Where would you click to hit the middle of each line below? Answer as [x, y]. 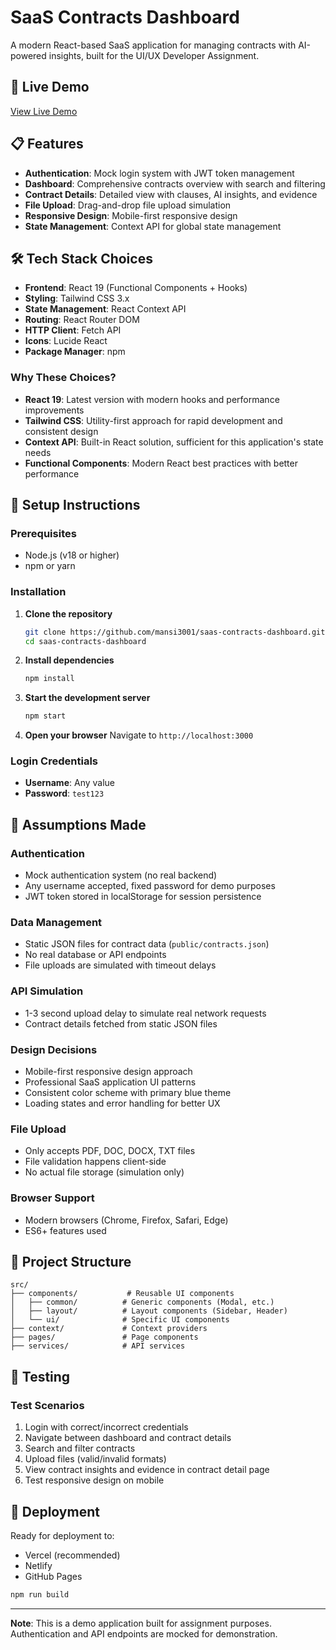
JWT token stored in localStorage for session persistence [143, 897]
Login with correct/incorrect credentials [106, 1427]
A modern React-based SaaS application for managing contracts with [153, 45]
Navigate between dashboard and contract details [128, 1438]
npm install [49, 679]
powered [28, 55]
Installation [38, 592]
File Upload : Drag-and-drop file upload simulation [128, 205]
